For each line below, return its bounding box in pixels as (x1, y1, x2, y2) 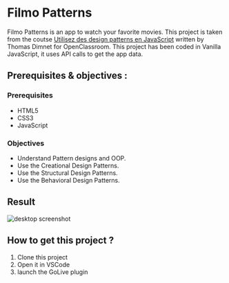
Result (7, 196, 36, 208)
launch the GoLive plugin (17, 268, 88, 276)
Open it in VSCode (17, 260, 70, 268)
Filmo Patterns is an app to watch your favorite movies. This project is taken (7, 28, 223, 36)
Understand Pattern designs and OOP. (17, 154, 126, 162)
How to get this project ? (7, 235, 114, 246)
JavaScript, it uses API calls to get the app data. (7, 50, 143, 58)
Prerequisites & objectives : (7, 70, 128, 82)
